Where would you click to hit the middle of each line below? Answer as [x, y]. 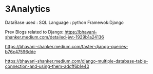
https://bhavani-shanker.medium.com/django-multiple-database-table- [76, 61]
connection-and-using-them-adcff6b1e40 [47, 66]
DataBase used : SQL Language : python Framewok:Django [65, 22]
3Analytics [28, 9]
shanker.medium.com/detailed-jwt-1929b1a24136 [55, 37]
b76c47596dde [20, 52]
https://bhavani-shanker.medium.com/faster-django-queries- [67, 46]
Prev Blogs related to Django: [34, 32]
